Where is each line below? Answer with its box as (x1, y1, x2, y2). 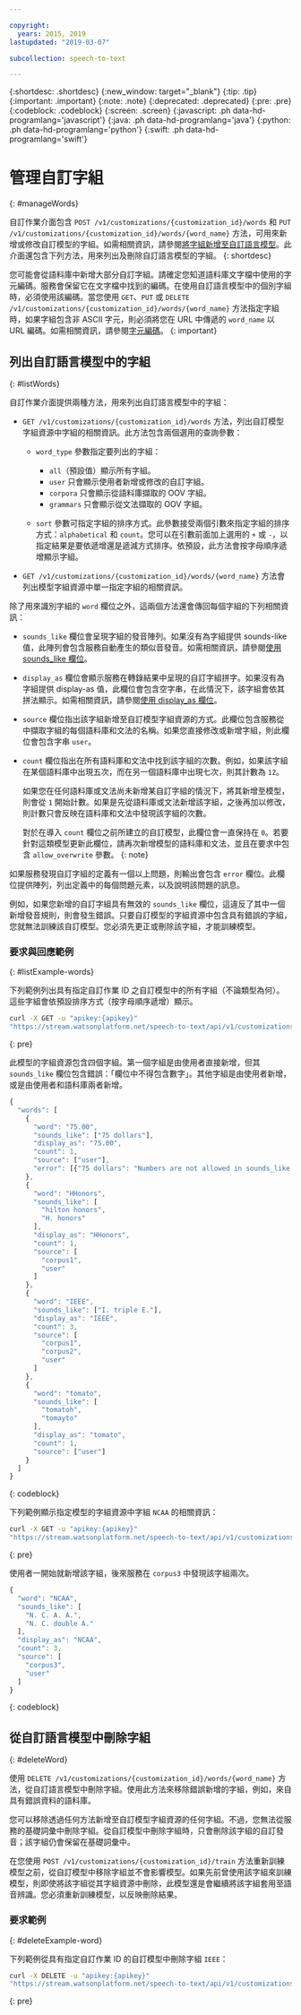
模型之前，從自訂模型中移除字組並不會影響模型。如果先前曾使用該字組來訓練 (9, 1867, 292, 1878)
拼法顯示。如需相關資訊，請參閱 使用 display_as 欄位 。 (21, 695, 222, 705)
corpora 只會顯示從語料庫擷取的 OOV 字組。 (48, 487, 211, 498)
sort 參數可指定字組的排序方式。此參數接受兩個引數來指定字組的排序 (35, 518, 290, 529)
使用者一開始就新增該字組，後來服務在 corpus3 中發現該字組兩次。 (9, 1568, 254, 1579)
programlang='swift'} (9, 133, 88, 144)
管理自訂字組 (9, 168, 105, 188)
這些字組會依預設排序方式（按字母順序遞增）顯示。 (9, 996, 198, 1007)
